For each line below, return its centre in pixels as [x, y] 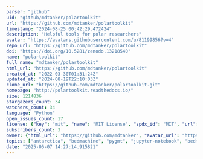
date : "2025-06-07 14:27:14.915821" [52, 147]
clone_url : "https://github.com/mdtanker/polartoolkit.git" [84, 85]
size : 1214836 [24, 96]
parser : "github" [28, 12]
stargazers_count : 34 [34, 102]
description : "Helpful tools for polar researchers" [74, 34]
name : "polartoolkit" [34, 57]
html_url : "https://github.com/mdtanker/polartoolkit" [77, 68]
